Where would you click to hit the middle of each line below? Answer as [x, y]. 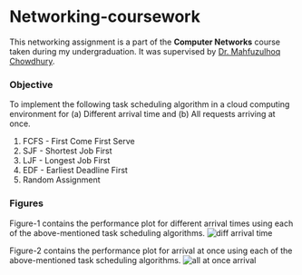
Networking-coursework [105, 17]
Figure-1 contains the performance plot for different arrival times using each [151, 223]
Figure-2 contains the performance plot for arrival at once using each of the [151, 250]
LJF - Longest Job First [66, 161]
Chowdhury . [32, 61]
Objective [31, 84]
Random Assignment [62, 180]
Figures [26, 203]
